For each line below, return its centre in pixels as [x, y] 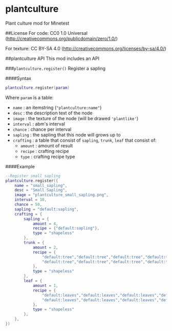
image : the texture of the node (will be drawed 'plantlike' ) [76, 118]
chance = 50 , [28, 205]
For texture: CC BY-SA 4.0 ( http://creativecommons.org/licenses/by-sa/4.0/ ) [86, 48]
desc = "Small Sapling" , [41, 190]
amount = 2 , [45, 247]
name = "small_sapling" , [41, 185]
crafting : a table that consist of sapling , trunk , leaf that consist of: [85, 140]
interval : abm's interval [39, 124]
